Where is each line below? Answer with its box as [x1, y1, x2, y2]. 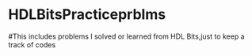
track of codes [8, 39, 56, 49]
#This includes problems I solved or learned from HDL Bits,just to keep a [8, 32, 245, 41]
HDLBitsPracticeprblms [8, 6, 166, 24]
